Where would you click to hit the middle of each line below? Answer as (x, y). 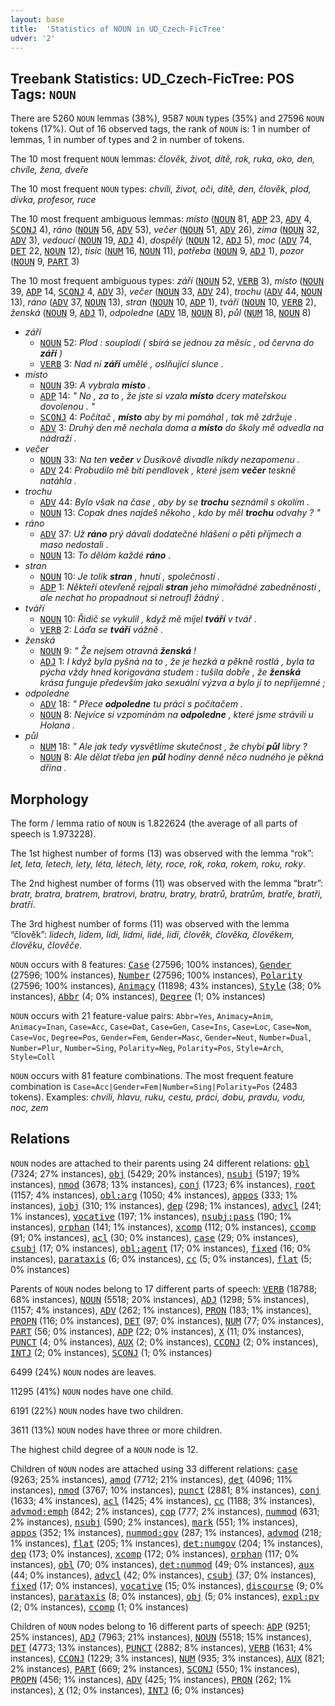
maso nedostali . (74, 545)
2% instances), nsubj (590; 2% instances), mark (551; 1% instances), (154, 1522)
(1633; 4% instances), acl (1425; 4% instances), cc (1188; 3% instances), (163, 1500)
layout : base (37, 19)
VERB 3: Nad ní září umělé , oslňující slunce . (131, 364)
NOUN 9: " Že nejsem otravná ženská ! (118, 651)
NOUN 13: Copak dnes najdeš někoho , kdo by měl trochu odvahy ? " (180, 513)
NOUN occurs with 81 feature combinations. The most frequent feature (152, 1075)
